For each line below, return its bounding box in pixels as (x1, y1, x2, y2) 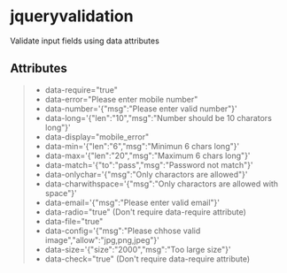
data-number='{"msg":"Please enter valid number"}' (44, 103, 237, 114)
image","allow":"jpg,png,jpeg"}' (44, 234, 160, 245)
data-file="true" (44, 216, 104, 226)
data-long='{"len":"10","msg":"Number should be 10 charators (44, 112, 273, 123)
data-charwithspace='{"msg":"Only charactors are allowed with (44, 178, 278, 189)
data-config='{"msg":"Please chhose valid (44, 225, 201, 236)
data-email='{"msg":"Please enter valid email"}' (44, 197, 221, 208)
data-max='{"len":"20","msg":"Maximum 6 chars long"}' (44, 150, 251, 161)
